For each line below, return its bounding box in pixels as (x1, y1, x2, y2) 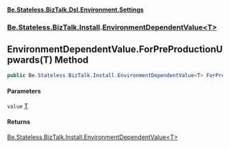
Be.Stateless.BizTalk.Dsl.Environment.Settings (7, 5, 144, 14)
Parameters (7, 87, 41, 95)
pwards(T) (7, 54, 53, 65)
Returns (7, 118, 31, 125)
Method (54, 54, 89, 65)
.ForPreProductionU (136, 43, 223, 55)
